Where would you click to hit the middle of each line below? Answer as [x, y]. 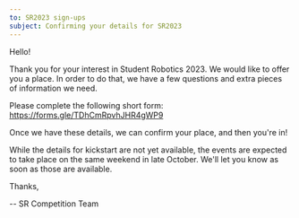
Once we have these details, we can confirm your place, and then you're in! [149, 132]
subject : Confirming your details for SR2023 [95, 26]
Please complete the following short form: [86, 105]
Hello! [20, 51]
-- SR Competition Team [54, 204]
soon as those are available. [61, 169]
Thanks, [24, 186]
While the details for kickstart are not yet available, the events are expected [148, 150]
